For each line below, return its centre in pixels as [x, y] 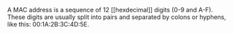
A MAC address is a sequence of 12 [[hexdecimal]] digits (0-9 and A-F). [110, 10]
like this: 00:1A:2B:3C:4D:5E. [48, 24]
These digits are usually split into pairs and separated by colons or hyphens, [117, 17]
